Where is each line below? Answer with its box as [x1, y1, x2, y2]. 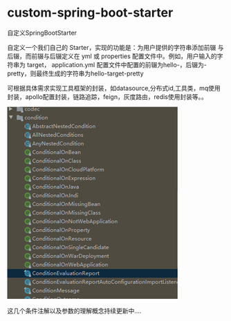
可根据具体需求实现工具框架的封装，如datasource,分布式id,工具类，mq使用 [7, 84, 221, 92]
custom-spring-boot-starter [7, 5, 174, 21]
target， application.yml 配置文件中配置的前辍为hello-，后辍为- [26, 60, 207, 68]
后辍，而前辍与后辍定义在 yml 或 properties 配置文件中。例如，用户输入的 [7, 52, 218, 60]
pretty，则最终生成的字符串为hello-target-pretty [7, 69, 144, 77]
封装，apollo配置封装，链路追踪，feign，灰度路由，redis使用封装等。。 [7, 92, 207, 101]
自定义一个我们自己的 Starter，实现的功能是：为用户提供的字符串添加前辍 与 [7, 43, 224, 51]
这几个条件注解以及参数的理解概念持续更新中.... [7, 306, 142, 315]
